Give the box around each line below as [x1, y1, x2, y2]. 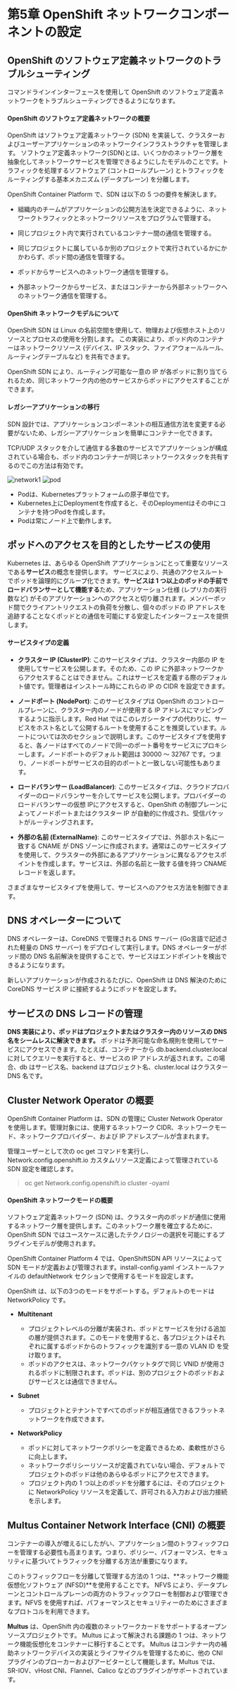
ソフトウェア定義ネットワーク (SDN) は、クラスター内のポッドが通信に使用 [7, 1213, 226, 1221]
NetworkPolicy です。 [7, 1296, 70, 1305]
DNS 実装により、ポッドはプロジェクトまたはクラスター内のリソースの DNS [7, 1028, 228, 1036]
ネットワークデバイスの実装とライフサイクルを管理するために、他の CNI [13, 1649, 223, 1658]
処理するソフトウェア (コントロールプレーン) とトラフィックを [44, 167, 225, 175]
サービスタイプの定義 [7, 638, 69, 647]
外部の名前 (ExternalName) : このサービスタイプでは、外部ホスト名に [17, 832, 218, 841]
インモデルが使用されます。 [19, 1240, 100, 1248]
